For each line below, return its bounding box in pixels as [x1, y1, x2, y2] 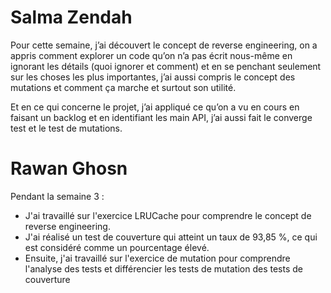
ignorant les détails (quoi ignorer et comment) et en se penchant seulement [10, 60, 322, 72]
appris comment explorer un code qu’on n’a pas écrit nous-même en [10, 49, 293, 61]
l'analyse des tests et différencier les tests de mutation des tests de [24, 262, 303, 275]
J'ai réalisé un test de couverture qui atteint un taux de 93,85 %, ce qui [24, 231, 318, 243]
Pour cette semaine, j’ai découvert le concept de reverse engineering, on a [10, 39, 318, 51]
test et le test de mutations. [10, 122, 123, 134]
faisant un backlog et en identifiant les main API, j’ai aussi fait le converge [10, 111, 313, 123]
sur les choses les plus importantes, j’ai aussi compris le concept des [10, 71, 296, 83]
